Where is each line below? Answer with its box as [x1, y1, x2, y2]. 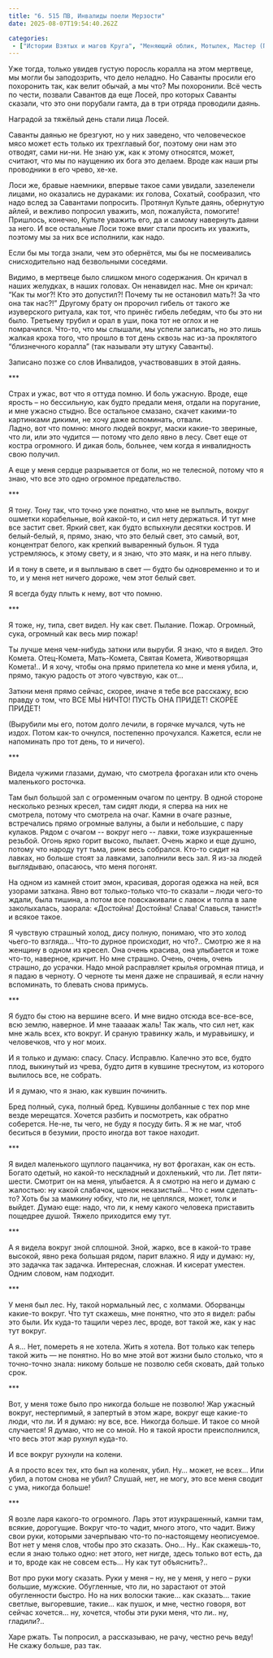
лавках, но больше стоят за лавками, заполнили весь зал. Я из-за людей [8, 853, 262, 863]
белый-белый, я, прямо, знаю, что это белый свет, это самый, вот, [8, 531, 240, 541]
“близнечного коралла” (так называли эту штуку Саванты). [8, 342, 214, 351]
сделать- [226, 1185, 258, 1195]
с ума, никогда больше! [8, 1482, 91, 1493]
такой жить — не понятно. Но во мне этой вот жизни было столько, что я [8, 1350, 264, 1360]
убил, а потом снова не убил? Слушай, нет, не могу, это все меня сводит [8, 1474, 263, 1484]
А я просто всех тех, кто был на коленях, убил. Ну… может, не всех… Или [8, 1465, 264, 1475]
